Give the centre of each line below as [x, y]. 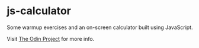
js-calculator [39, 11]
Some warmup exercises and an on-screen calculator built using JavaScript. [100, 27]
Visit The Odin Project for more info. [51, 39]
